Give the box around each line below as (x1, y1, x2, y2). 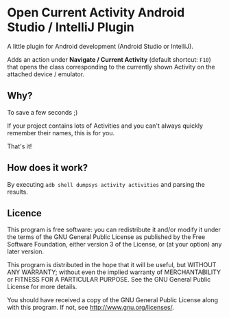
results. (7, 188, 29, 196)
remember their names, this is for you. (7, 128, 115, 137)
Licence (7, 207, 43, 219)
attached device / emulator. (7, 70, 84, 78)
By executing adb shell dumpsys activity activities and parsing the (7, 180, 206, 188)
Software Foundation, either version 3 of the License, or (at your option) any (7, 240, 222, 249)
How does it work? (7, 162, 88, 174)
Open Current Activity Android (7, 5, 185, 21)
